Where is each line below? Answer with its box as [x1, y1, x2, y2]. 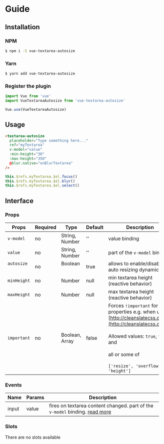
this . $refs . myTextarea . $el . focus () [5, 174, 78, 179]
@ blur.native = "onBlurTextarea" [9, 161, 73, 165]
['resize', [108, 363, 134, 369]
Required [35, 223, 57, 230]
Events [5, 382, 22, 388]
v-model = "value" [9, 147, 42, 152]
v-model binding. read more [49, 408, 111, 415]
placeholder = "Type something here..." [9, 138, 89, 143]
